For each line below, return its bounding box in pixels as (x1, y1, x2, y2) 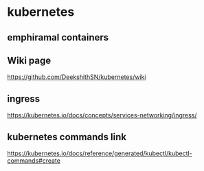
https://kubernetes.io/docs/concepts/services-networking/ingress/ (7, 111, 197, 119)
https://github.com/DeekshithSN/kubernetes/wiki (7, 73, 146, 81)
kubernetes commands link (7, 131, 127, 143)
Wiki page (7, 54, 52, 66)
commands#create (7, 157, 60, 165)
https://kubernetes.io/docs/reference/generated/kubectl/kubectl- (7, 149, 192, 158)
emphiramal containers (7, 32, 109, 43)
